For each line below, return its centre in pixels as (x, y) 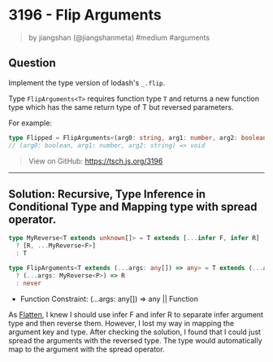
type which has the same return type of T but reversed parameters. (121, 107)
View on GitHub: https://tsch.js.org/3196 (95, 161)
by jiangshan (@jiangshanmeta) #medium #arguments (119, 37)
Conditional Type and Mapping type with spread (133, 206)
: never (29, 283)
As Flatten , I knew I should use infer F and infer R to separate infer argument (136, 314)
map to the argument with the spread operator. (87, 349)
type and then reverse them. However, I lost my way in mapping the (121, 323)
